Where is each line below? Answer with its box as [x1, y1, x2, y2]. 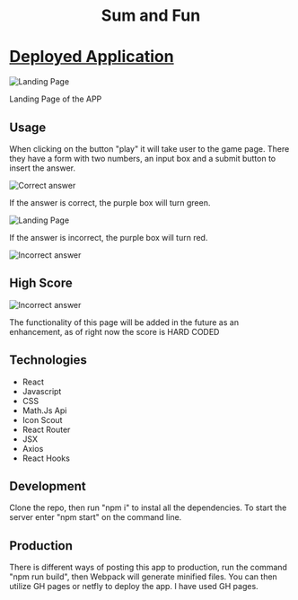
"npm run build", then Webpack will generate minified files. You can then [9, 571, 278, 582]
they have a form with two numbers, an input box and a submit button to [9, 153, 276, 163]
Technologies [9, 352, 88, 368]
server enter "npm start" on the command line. [9, 512, 182, 523]
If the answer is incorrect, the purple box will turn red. [9, 232, 208, 243]
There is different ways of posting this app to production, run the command [9, 562, 287, 573]
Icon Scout [22, 414, 63, 425]
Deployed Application [9, 47, 174, 67]
